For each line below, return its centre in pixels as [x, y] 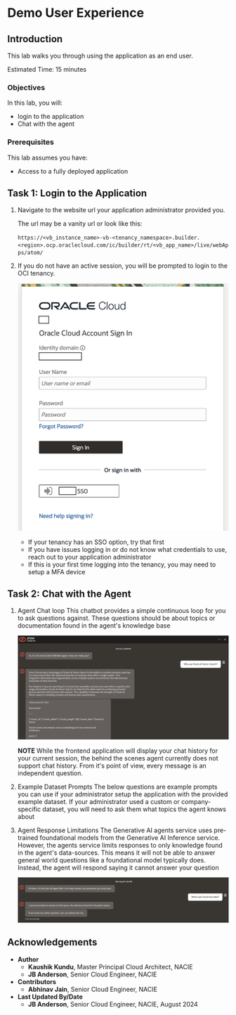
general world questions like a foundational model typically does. [111, 860]
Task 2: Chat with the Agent [69, 594]
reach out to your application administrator [90, 557]
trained [28, 837]
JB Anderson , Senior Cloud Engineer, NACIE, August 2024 [113, 1004]
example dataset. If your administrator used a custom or [99, 801]
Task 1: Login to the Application [77, 193]
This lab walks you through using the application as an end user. [100, 56]
